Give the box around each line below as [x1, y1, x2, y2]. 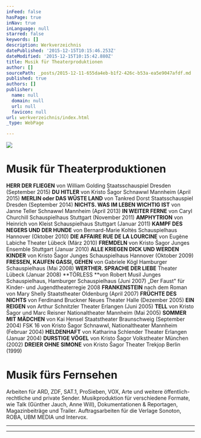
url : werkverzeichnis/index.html [6, 114, 90, 120]
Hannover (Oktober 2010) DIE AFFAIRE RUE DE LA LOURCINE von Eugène [6, 233, 188, 240]
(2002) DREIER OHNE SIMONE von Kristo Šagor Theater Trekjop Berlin [6, 341, 181, 348]
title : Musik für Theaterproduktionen [6, 59, 103, 65]
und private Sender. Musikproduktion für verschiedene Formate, [32, 394, 190, 401]
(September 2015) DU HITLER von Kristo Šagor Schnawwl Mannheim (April [6, 188, 191, 196]
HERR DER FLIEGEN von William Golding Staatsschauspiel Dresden [6, 182, 172, 189]
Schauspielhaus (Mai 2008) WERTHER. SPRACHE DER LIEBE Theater [6, 264, 178, 272]
